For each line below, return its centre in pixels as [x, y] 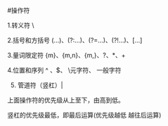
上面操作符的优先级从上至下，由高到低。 [66, 100]
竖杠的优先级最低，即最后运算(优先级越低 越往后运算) [84, 115]
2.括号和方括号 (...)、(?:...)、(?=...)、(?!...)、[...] [75, 40]
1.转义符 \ [21, 25]
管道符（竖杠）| [40, 85]
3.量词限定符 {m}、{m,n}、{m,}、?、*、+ [66, 55]
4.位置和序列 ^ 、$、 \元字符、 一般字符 [64, 70]
